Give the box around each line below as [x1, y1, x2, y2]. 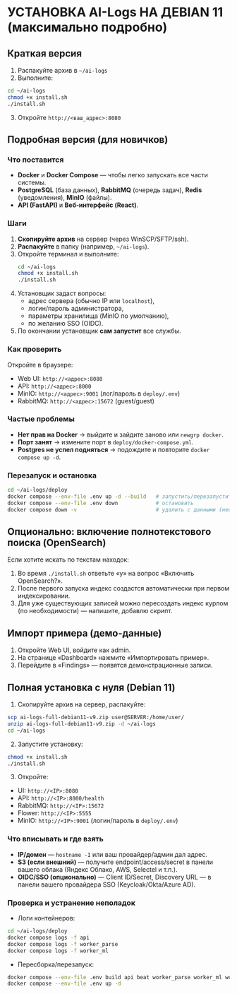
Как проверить [7, 344, 62, 354]
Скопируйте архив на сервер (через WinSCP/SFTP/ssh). [17, 235, 189, 243]
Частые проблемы [7, 414, 75, 424]
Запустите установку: [17, 740, 83, 748]
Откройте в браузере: [7, 360, 73, 369]
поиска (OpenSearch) [7, 537, 107, 549]
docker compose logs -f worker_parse [7, 940, 119, 947]
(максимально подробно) [7, 19, 168, 35]
